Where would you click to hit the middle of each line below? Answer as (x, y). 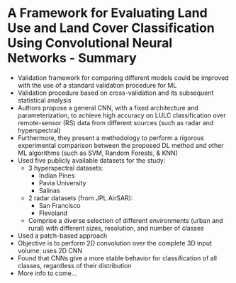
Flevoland (53, 213)
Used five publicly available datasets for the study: (91, 160)
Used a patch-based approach (62, 236)
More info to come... (47, 273)
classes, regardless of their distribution (75, 265)
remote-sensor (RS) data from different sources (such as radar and (116, 122)
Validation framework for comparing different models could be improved (123, 77)
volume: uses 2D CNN (50, 250)
